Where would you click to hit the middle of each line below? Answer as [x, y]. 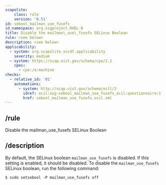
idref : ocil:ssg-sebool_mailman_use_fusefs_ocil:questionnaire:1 [92, 93]
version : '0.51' [31, 19]
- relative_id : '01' [31, 79]
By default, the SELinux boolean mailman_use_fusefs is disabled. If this [77, 158]
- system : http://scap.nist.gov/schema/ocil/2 [67, 89]
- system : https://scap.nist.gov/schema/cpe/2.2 [61, 61]
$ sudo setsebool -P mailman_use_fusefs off [52, 178]
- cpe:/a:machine [36, 70]
